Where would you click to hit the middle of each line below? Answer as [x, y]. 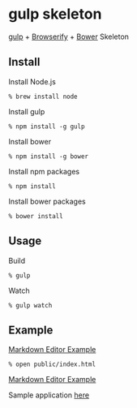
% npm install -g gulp [47, 127]
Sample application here [49, 395]
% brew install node [43, 97]
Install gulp [27, 111]
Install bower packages [47, 201]
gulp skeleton [55, 14]
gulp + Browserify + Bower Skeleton [69, 37]
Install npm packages [44, 171]
